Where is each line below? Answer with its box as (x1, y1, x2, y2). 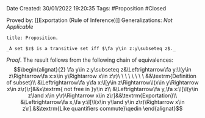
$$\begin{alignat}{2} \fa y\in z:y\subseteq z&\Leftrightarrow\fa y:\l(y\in (13, 66, 192, 73)
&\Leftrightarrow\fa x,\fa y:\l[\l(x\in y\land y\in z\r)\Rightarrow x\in (20, 98, 185, 105)
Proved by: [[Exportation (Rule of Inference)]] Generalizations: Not (6, 17, 173, 24)
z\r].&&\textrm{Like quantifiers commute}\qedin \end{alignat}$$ (22, 105, 183, 112)
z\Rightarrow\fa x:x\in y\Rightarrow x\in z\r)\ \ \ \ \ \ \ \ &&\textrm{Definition (8, 72, 197, 79)
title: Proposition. (6, 35, 59, 41)
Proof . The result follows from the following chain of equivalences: (6, 56, 174, 64)
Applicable (6, 23, 34, 30)
